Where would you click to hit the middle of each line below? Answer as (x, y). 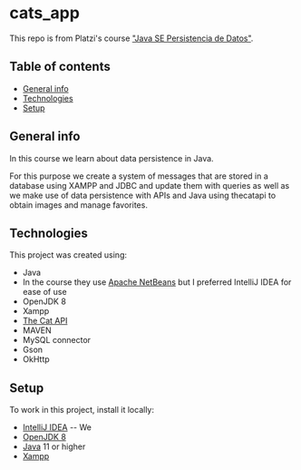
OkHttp (36, 359)
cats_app (44, 13)
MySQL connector (57, 340)
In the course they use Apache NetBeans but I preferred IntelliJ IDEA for (157, 282)
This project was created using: (68, 255)
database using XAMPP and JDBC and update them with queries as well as (150, 185)
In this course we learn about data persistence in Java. (112, 158)
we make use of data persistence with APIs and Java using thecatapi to (143, 195)
